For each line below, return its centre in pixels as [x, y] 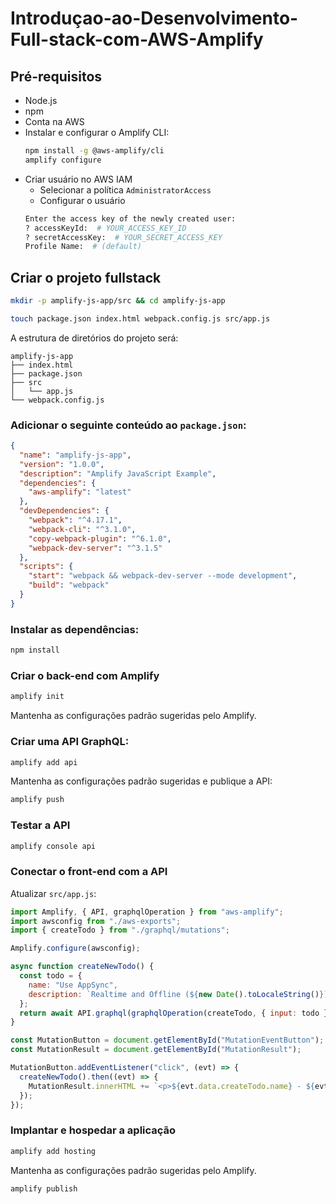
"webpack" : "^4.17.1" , [75, 520]
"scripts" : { [46, 567]
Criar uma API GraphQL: [70, 742]
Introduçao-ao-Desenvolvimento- [154, 18]
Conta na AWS [54, 121]
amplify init [37, 697]
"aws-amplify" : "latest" [80, 492]
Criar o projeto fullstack [86, 277]
